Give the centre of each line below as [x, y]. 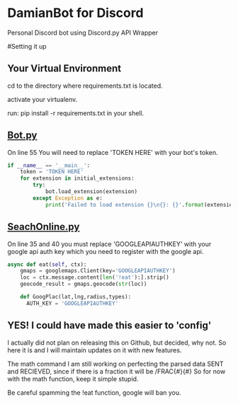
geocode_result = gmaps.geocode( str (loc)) [84, 284]
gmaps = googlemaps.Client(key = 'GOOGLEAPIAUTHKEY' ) [98, 271]
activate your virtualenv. [42, 99]
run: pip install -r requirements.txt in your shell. [76, 113]
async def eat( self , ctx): [47, 264]
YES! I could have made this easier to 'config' [109, 326]
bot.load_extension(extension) [91, 192]
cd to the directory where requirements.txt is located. [85, 86]
